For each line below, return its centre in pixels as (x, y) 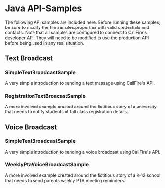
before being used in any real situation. (45, 43)
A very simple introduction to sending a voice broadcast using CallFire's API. (83, 152)
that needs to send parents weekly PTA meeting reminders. (65, 180)
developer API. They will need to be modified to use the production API (77, 38)
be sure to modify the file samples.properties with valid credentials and (77, 27)
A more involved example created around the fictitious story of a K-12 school (83, 175)
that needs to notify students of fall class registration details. (66, 111)
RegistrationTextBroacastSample (46, 96)
